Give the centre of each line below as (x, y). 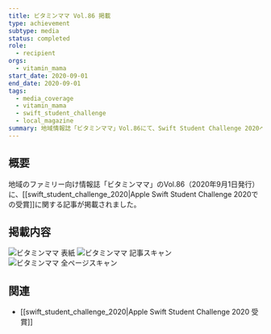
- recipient (36, 53)
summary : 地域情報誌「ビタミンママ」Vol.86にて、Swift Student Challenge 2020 (134, 128)
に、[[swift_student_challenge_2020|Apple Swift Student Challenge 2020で (133, 194)
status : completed (39, 38)
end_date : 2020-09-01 (45, 83)
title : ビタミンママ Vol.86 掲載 (60, 16)
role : (17, 46)
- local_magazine (45, 121)
